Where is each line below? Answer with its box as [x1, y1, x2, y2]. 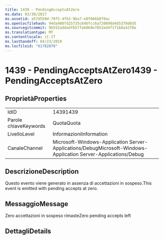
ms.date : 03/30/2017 [5, 12, 47, 17]
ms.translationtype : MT [5, 30, 54, 35]
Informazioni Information [53, 130, 108, 137]
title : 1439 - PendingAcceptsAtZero [5, 7, 80, 12]
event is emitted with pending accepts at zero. [5, 186, 98, 192]
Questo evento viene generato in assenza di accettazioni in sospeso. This [5, 180, 152, 186]
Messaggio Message [5, 199, 68, 208]
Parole [7, 116, 22, 123]
